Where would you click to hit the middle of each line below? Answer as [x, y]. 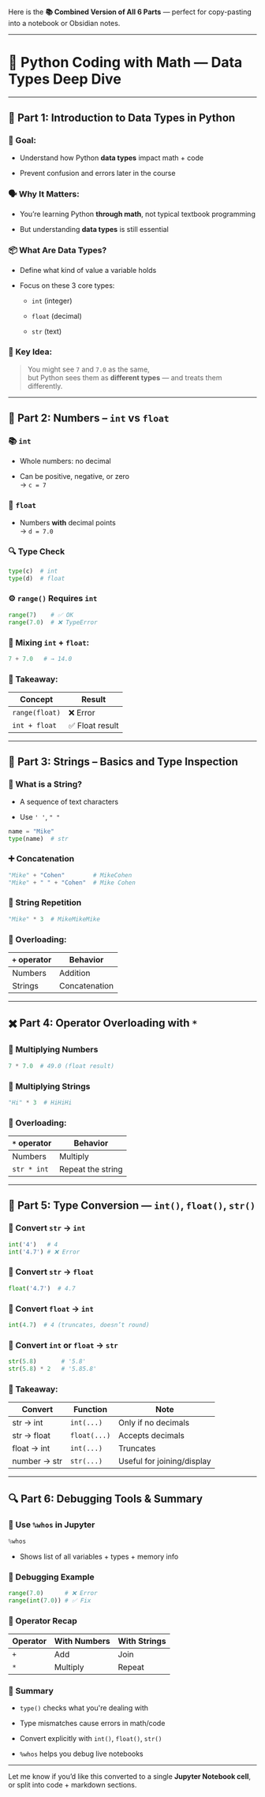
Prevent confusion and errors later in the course [97, 173]
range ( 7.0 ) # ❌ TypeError [53, 622]
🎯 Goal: [22, 140]
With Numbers [82, 1642]
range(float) [37, 713]
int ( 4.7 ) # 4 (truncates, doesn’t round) [79, 1324]
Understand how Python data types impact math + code [111, 158]
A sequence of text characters [69, 801]
